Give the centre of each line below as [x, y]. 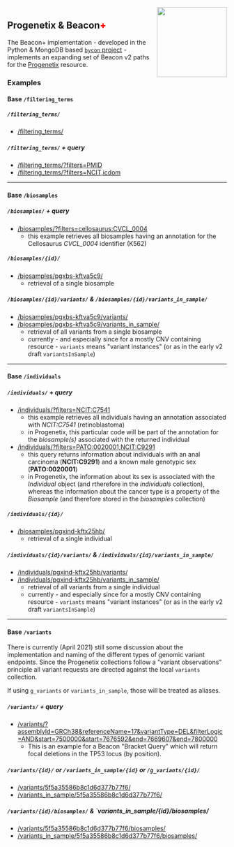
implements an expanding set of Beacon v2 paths [78, 57]
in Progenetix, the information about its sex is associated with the [121, 477]
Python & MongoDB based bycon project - [67, 50]
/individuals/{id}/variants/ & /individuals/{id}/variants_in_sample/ [111, 554]
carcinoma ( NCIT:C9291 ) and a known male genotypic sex [112, 462]
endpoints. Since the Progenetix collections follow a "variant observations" [115, 662]
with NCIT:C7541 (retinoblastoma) [76, 425]
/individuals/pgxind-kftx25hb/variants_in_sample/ [88, 580]
